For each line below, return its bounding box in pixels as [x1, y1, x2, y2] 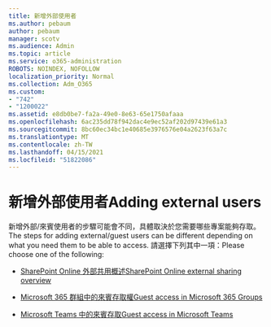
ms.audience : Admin [8, 42, 75, 50]
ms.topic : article [8, 50, 71, 58]
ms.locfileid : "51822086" [8, 155, 96, 163]
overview [20, 276, 51, 286]
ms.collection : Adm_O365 [8, 80, 93, 88]
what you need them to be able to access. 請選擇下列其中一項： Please [8, 241, 245, 251]
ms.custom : [8, 87, 46, 96]
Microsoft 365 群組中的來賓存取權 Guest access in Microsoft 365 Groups [20, 292, 263, 302]
